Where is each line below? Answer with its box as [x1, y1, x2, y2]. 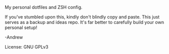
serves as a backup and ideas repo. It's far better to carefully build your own [5, 19, 164, 25]
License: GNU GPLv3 [5, 44, 49, 49]
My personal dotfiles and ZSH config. [5, 4, 83, 10]
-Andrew [5, 34, 23, 40]
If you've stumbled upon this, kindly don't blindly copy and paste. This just [5, 14, 160, 19]
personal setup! [5, 24, 37, 30]
